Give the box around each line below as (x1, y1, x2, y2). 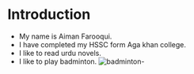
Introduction (7, 6, 91, 24)
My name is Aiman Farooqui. (18, 31, 112, 41)
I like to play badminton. (18, 57, 97, 66)
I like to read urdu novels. (18, 48, 102, 57)
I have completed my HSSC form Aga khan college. (18, 39, 187, 49)
